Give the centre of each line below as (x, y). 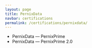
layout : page (18, 9)
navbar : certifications (29, 18)
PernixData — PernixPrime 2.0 (42, 42)
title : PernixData (23, 14)
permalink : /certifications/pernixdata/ (46, 23)
